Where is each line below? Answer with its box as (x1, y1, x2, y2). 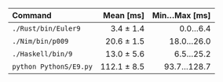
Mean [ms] (103, 10, 145, 20)
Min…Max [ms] (152, 10, 211, 20)
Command (12, 10, 53, 20)
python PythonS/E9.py (12, 62, 93, 71)
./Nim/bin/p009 (12, 37, 69, 45)
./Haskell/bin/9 (12, 50, 73, 58)
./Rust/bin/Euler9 (12, 24, 81, 33)
